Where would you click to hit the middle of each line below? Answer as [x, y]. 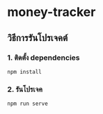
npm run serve [28, 104]
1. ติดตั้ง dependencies [43, 58]
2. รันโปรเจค [25, 89]
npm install [24, 72]
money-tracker [51, 12]
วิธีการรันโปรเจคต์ [38, 38]
